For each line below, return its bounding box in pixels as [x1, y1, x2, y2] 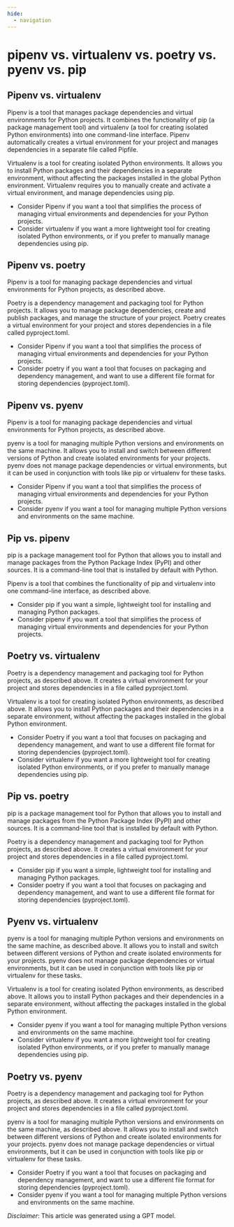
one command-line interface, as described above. [7, 587, 152, 595]
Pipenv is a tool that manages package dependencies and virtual [7, 108, 193, 116]
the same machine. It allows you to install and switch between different [7, 447, 212, 455]
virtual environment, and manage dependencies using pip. [7, 188, 175, 196]
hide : [7, 10, 23, 17]
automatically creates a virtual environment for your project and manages [7, 138, 219, 146]
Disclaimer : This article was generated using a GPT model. [7, 1212, 176, 1220]
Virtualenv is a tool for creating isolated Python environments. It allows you [7, 159, 223, 167]
